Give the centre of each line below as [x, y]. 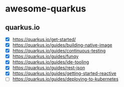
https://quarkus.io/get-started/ [44, 39]
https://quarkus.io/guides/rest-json [49, 68]
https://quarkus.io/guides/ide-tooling [51, 62]
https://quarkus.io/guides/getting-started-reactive [64, 73]
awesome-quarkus [46, 9]
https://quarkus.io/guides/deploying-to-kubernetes [66, 79]
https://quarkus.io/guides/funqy [45, 56]
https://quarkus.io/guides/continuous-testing [59, 51]
